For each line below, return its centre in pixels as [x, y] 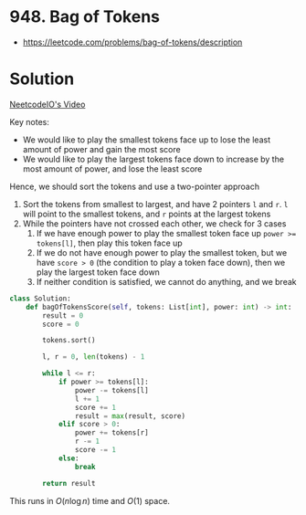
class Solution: [40, 299]
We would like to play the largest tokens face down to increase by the [153, 159]
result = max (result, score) [130, 416]
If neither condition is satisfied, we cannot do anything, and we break [166, 281]
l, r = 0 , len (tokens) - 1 [94, 357]
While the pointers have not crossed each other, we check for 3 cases [154, 223]
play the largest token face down [98, 272]
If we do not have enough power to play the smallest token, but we [162, 252]
